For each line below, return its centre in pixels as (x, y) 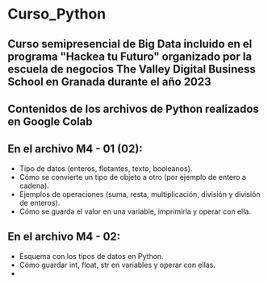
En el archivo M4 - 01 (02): (75, 149)
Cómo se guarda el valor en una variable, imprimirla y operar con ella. (135, 211)
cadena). (34, 186)
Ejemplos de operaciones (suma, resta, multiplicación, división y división (140, 194)
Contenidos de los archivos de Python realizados (133, 109)
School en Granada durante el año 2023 (109, 81)
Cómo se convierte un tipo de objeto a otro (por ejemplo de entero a (133, 177)
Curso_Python (57, 14)
